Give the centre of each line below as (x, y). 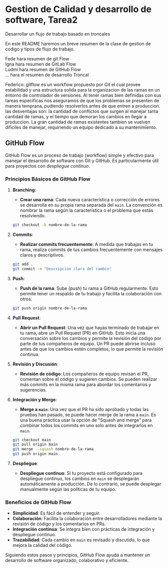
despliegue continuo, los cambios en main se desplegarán (79, 478)
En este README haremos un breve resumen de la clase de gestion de (78, 43)
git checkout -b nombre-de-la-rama (50, 225)
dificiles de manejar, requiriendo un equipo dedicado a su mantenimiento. (81, 127)
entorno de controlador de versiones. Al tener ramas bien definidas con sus (83, 95)
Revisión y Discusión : (35, 364)
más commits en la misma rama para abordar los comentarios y (86, 384)
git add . (23, 264)
